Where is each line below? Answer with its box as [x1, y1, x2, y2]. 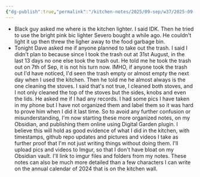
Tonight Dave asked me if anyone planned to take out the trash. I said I [14, 44, 187, 51]
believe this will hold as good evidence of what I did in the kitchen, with [14, 127, 190, 134]
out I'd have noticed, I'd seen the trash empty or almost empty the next [14, 69, 189, 77]
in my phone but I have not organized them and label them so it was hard [14, 101, 193, 108]
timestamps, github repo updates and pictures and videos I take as [14, 133, 179, 141]
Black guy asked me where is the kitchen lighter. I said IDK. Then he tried [14, 25, 194, 32]
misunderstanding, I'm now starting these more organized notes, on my [14, 114, 190, 121]
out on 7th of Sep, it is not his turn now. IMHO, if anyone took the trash [14, 63, 187, 71]
